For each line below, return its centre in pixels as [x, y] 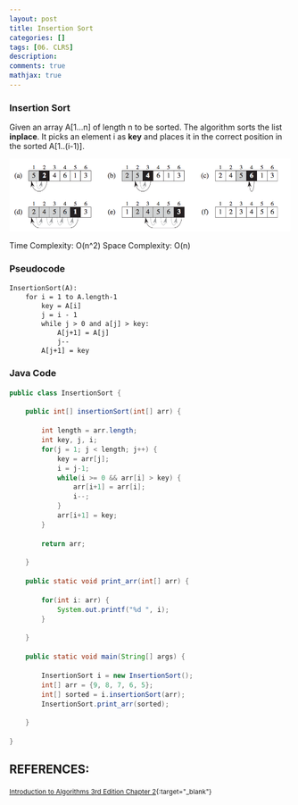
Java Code [33, 373]
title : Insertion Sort [51, 28]
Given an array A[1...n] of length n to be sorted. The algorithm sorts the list [146, 127]
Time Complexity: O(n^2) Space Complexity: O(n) [100, 246]
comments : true [37, 66]
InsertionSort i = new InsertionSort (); [117, 675]
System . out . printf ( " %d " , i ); [113, 609]
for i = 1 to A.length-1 [71, 298]
